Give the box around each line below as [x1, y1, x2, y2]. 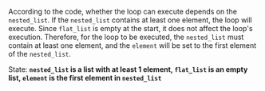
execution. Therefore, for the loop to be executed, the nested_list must [8, 32, 244, 42]
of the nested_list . [8, 49, 72, 58]
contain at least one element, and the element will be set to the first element [8, 41, 257, 50]
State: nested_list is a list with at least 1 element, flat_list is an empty [8, 65, 248, 74]
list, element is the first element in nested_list [8, 73, 162, 82]
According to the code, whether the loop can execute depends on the [8, 7, 238, 16]
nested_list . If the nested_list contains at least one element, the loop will [8, 15, 253, 25]
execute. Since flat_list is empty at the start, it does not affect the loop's [8, 24, 253, 33]
